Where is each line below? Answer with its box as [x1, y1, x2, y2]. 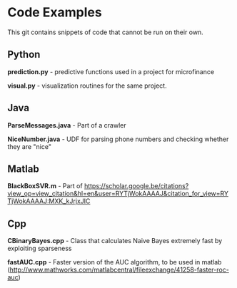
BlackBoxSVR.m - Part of [7, 182, 84, 190]
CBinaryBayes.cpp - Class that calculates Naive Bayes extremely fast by [7, 237, 223, 245]
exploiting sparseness [7, 244, 72, 253]
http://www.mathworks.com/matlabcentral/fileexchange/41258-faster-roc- [9, 265, 230, 274]
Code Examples [7, 4, 102, 21]
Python [7, 48, 41, 61]
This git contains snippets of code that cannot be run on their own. [7, 28, 203, 36]
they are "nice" [7, 142, 52, 150]
